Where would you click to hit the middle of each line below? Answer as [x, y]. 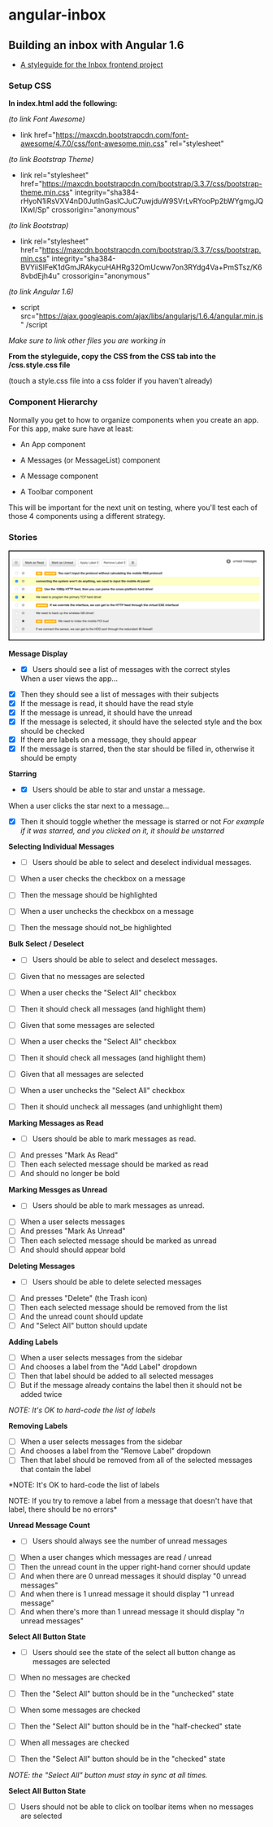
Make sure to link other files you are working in [87, 340]
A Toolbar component [56, 491]
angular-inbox [57, 15]
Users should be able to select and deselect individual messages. [142, 863]
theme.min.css [45, 192]
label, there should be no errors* [63, 1509]
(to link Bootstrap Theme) [51, 160]
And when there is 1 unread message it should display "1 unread [127, 1593]
